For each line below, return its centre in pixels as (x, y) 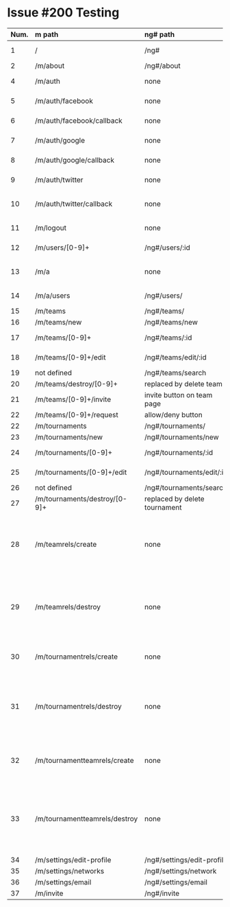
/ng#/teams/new (171, 322)
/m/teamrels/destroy (68, 606)
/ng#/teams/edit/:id (176, 357)
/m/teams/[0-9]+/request (77, 414)
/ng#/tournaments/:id (179, 452)
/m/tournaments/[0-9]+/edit (81, 472)
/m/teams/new (59, 322)
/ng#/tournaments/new (182, 437)
